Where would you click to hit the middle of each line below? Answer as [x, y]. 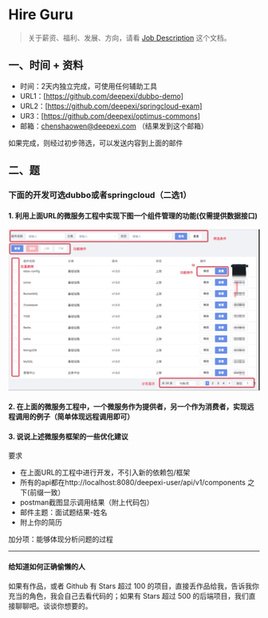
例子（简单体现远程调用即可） [85, 417]
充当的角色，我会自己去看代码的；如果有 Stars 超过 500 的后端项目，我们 [128, 596]
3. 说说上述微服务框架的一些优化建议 [69, 436]
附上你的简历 [41, 522]
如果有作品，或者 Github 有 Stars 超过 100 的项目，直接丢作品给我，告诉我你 [134, 586]
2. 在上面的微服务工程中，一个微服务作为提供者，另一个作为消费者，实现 [128, 407]
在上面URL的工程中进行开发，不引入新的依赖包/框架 [105, 473]
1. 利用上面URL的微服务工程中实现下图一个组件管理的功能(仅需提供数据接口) [133, 215]
